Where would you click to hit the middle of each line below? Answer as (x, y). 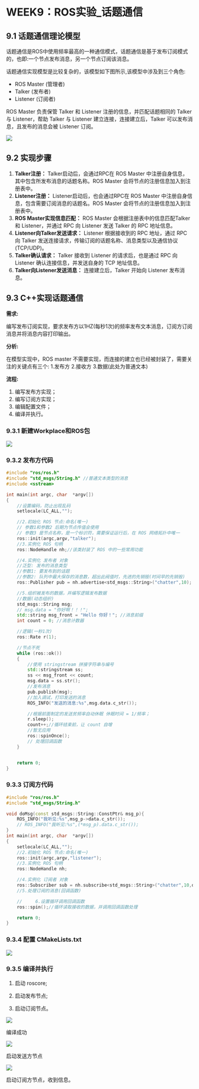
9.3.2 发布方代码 (30, 460)
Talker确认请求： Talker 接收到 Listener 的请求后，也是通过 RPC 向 (96, 255)
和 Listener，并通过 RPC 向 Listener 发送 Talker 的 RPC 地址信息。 (95, 225)
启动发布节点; (31, 996)
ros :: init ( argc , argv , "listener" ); (59, 858)
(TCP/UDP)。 (31, 248)
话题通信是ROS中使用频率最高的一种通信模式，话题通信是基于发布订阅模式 (97, 51)
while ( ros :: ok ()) (39, 653)
